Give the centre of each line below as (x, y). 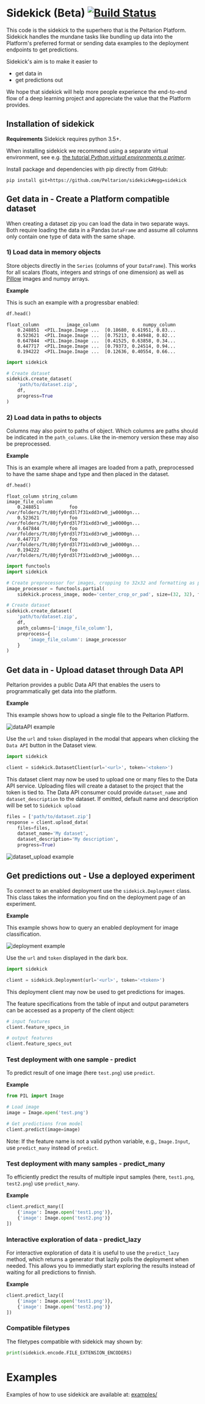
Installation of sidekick (50, 124)
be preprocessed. (29, 444)
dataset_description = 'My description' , (68, 840)
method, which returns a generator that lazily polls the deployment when (98, 1259)
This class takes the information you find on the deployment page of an (96, 897)
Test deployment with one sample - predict (71, 1060)
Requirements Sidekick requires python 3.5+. (64, 139)
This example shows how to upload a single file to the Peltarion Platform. (98, 715)
